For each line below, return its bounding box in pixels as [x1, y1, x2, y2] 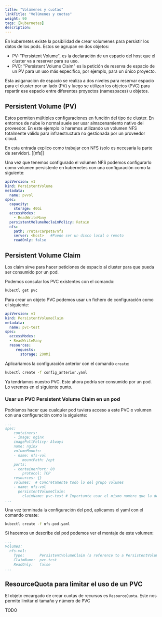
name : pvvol [9, 192, 34, 198]
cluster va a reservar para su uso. [12, 58, 79, 64]
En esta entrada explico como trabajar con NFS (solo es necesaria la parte [5, 145, 153, 151]
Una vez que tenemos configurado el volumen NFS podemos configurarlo [5, 159, 152, 165]
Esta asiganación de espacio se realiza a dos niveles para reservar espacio [5, 78, 154, 84]
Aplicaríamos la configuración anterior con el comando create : [5, 361, 129, 366]
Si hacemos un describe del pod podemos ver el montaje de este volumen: [5, 530, 154, 536]
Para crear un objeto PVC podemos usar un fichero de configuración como [5, 297, 154, 302]
